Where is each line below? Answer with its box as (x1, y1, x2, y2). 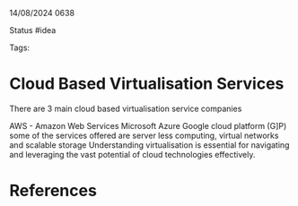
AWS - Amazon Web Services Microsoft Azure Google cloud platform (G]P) (9, 120, 287, 131)
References (9, 181, 97, 201)
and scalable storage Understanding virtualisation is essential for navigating (9, 139, 290, 150)
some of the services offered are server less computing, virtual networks (9, 130, 279, 141)
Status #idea (9, 25, 57, 35)
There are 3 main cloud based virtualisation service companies (9, 103, 242, 114)
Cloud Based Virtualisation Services (9, 73, 285, 94)
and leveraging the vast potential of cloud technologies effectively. (9, 149, 256, 159)
